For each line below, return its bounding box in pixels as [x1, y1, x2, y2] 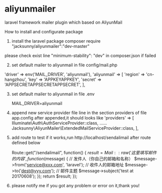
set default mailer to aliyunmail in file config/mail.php [11, 62, 117, 68]
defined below [11, 139, 41, 146]
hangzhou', [4, 76, 27, 82]
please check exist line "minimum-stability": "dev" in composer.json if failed [4, 52, 156, 59]
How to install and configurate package [4, 29, 83, 34]
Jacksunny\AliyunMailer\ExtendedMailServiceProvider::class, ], [11, 125, 139, 131]
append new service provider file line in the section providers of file [11, 110, 147, 116]
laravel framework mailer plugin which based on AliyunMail [4, 19, 122, 25]
